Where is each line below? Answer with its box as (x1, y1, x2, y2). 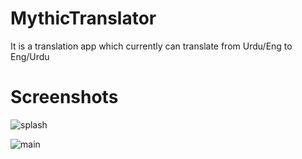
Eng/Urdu (10, 50, 50, 62)
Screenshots (10, 86, 119, 109)
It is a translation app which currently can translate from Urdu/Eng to (10, 40, 293, 52)
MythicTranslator (10, 7, 157, 30)
